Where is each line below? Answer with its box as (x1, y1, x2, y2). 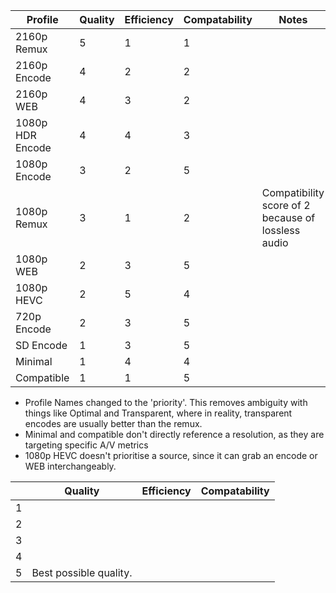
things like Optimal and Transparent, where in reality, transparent (24, 407, 293, 419)
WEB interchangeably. (24, 460, 117, 472)
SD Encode (15, 339, 68, 352)
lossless (261, 224, 301, 237)
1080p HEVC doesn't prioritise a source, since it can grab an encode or (24, 450, 318, 461)
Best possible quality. (31, 566, 133, 579)
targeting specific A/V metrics (24, 439, 149, 451)
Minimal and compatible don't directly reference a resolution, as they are (24, 429, 325, 440)
